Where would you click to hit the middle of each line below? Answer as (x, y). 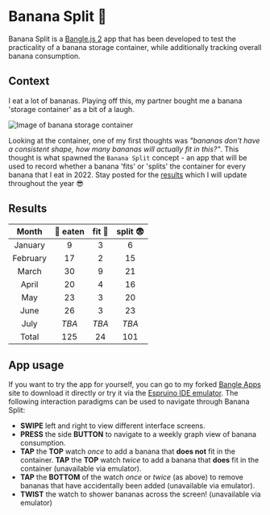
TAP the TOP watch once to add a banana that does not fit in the (128, 451)
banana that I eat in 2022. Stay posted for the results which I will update (128, 174)
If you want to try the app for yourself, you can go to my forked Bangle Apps (135, 384)
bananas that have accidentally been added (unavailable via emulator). (137, 486)
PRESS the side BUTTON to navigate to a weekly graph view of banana (138, 434)
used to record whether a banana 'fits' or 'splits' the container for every (127, 166)
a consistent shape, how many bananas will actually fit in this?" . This (124, 149)
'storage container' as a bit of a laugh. (71, 109)
